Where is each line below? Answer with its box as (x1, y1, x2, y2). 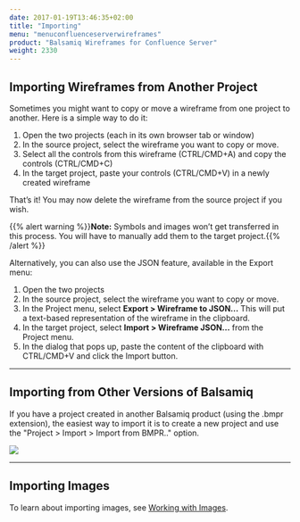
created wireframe (21, 177, 91, 187)
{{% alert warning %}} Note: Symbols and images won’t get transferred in (9, 220, 279, 232)
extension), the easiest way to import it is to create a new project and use (9, 418, 279, 428)
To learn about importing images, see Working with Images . (9, 501, 229, 513)
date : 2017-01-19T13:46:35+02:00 (9, 12, 134, 22)
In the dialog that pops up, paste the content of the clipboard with (21, 341, 264, 352)
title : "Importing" (9, 21, 82, 30)
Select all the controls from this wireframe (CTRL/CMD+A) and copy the (21, 148, 287, 159)
